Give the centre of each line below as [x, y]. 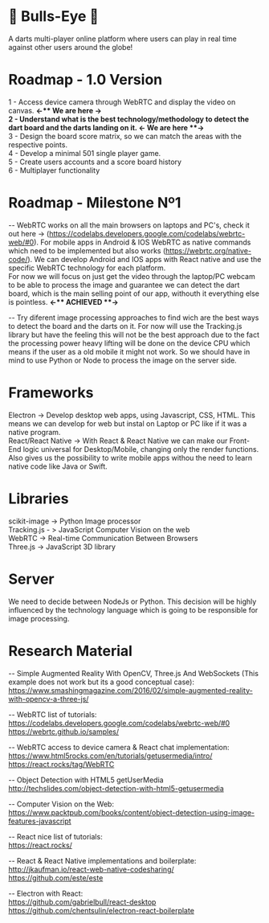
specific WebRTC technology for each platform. [87, 268]
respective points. [38, 145]
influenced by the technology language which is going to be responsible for [133, 609]
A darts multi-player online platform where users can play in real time [122, 39]
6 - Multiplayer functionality [54, 170]
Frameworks [51, 392]
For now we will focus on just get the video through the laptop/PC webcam [132, 276]
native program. [35, 432]
